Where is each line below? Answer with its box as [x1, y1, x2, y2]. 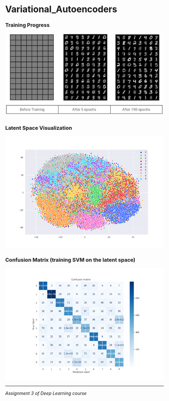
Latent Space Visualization [5, 124, 72, 131]
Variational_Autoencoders [5, 4, 117, 15]
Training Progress [5, 22, 50, 29]
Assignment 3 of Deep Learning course [5, 390, 87, 396]
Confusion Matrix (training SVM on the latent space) [5, 256, 136, 263]
